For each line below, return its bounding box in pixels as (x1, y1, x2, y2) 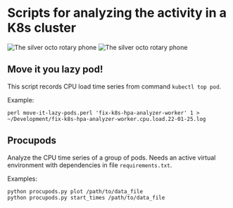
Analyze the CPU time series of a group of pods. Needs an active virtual (7, 153, 216, 162)
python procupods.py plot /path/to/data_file (7, 188, 143, 195)
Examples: (7, 174, 37, 183)
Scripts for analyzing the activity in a (7, 5, 227, 21)
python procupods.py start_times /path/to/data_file (7, 194, 165, 201)
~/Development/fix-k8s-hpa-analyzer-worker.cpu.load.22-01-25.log (7, 115, 206, 122)
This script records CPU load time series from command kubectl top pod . (7, 82, 222, 91)
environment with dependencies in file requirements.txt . (7, 160, 172, 169)
